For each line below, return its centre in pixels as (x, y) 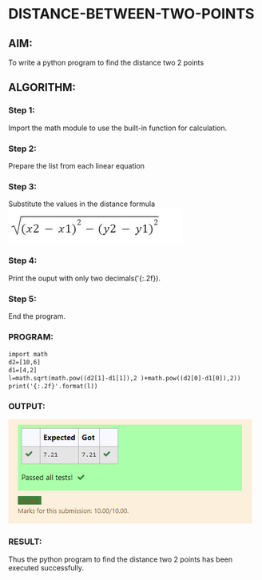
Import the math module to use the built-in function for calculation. (118, 128)
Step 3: (23, 186)
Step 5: (23, 299)
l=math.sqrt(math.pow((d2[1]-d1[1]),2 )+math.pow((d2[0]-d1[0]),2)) (125, 379)
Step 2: (23, 149)
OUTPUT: (27, 407)
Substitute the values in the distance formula (82, 204)
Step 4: (23, 260)
